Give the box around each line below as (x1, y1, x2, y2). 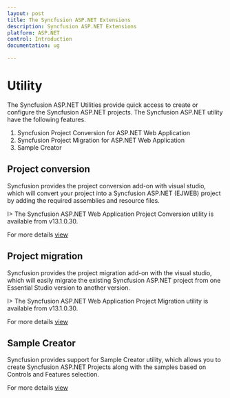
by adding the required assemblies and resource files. (7, 196, 160, 204)
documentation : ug (7, 42, 60, 49)
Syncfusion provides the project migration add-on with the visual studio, (7, 268, 212, 277)
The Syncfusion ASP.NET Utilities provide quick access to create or (7, 101, 198, 109)
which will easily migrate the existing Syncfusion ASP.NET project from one (7, 276, 221, 284)
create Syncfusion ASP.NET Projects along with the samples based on (7, 363, 207, 371)
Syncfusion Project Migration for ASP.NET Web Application (17, 136, 185, 144)
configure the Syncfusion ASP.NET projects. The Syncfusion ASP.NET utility (7, 108, 223, 116)
